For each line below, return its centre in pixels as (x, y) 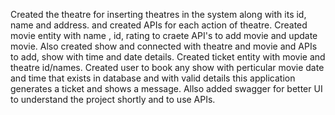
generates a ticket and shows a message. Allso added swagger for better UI (166, 88)
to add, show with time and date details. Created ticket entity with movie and (168, 57)
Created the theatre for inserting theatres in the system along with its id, (158, 14)
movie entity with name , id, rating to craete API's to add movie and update (164, 35)
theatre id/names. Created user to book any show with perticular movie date (167, 67)
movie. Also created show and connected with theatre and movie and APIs (164, 46)
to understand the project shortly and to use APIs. (113, 99)
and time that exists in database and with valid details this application (153, 78)
